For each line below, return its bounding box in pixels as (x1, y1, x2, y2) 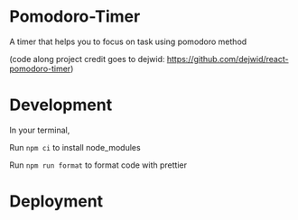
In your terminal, (9, 124, 70, 135)
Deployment (9, 191, 104, 212)
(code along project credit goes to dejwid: (9, 53, 165, 64)
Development (9, 95, 113, 115)
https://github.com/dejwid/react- (166, 53, 289, 64)
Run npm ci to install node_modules (9, 142, 142, 152)
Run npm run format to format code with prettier (9, 160, 188, 170)
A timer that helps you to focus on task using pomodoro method (9, 36, 247, 47)
